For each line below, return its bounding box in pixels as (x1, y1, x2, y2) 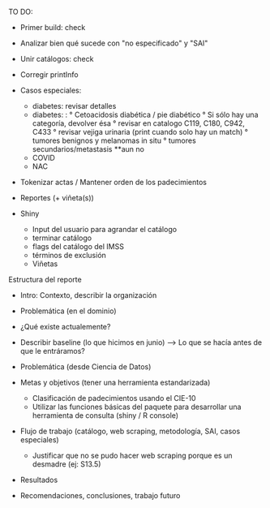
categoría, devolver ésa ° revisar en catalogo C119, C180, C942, (32, 118, 246, 128)
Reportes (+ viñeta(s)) (19, 193, 95, 202)
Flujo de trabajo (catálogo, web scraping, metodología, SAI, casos (19, 426, 241, 436)
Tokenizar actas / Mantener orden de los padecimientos (19, 178, 208, 187)
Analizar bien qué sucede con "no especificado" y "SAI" (19, 38, 208, 48)
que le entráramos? (19, 347, 85, 355)
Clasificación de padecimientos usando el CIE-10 (32, 394, 196, 403)
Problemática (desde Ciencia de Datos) (19, 362, 152, 372)
